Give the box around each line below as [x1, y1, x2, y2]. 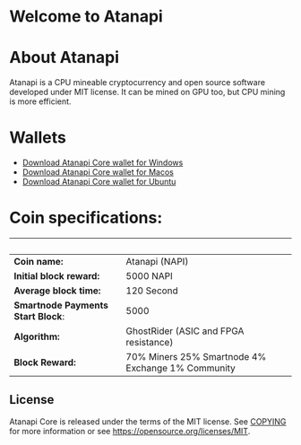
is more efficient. [9, 96, 72, 107]
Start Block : [13, 310, 65, 322]
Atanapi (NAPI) [125, 256, 189, 267]
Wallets [9, 127, 67, 148]
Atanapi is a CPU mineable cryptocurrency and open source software [9, 77, 266, 88]
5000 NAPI [125, 270, 173, 282]
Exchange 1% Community [125, 362, 236, 374]
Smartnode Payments [13, 299, 109, 311]
